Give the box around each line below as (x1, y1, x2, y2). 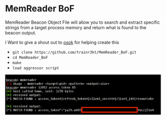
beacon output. (5, 30, 37, 36)
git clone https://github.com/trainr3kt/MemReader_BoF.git (12, 50, 137, 55)
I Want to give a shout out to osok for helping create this (5, 39, 120, 45)
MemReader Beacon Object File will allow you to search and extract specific (5, 19, 160, 25)
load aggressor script (12, 65, 59, 71)
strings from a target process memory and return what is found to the (5, 24, 147, 30)
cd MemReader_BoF (12, 55, 48, 60)
